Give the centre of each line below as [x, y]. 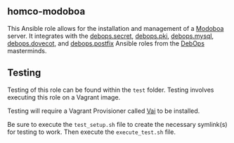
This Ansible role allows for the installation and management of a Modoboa [116, 28]
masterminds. [27, 50]
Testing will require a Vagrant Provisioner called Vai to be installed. [104, 111]
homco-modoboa [46, 12]
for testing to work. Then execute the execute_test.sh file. [91, 132]
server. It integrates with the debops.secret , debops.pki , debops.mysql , [111, 36]
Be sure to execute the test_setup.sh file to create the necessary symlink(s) [117, 124]
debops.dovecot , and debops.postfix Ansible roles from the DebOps [106, 43]
